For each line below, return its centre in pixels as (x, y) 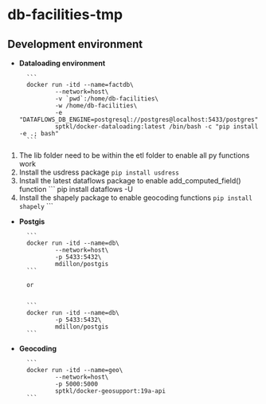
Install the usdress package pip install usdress (99, 172)
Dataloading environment (62, 63)
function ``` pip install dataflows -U (76, 189)
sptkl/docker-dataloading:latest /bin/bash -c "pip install (156, 127)
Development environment (75, 44)
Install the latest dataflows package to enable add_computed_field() (130, 180)
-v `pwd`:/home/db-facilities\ (106, 99)
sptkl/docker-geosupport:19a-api (110, 391)
